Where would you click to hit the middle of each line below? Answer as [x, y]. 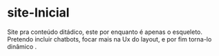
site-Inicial [38, 13]
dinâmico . [22, 46]
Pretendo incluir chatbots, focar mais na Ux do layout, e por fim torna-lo [109, 39]
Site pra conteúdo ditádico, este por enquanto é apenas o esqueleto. [105, 32]
